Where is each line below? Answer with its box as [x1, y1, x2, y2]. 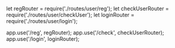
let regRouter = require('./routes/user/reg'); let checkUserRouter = [6, 5, 170, 12]
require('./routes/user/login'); [6, 18, 78, 24]
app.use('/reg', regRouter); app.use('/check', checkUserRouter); [6, 29, 165, 36]
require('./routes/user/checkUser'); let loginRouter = [6, 11, 135, 18]
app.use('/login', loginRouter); [6, 36, 80, 42]
